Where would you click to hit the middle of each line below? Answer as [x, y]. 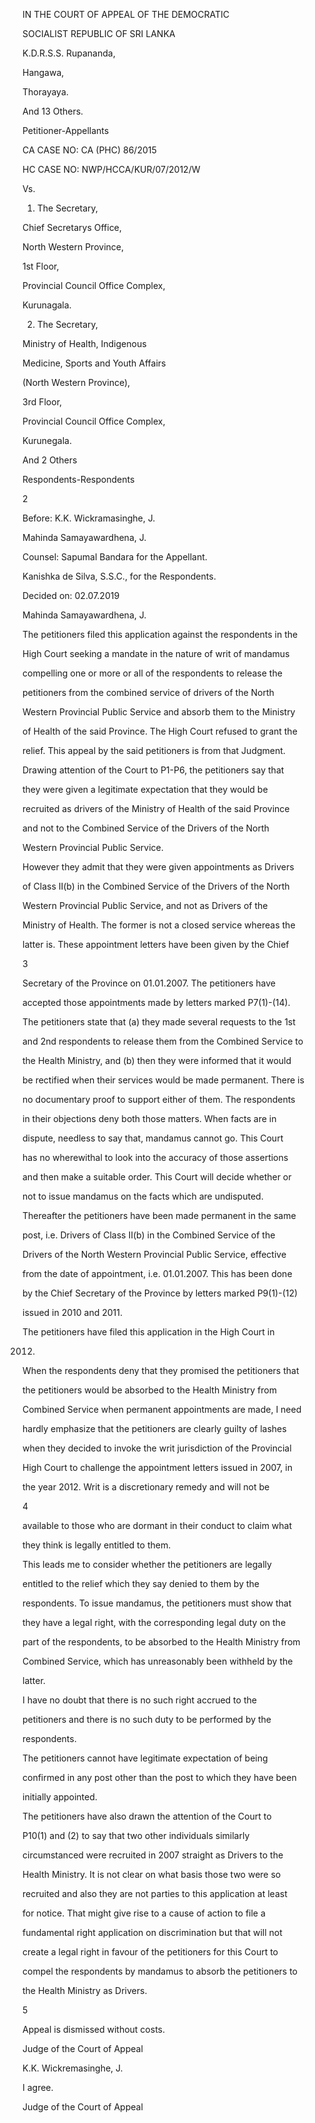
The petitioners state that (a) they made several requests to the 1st [159, 1022]
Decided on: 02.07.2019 [71, 595]
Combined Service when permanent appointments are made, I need [162, 1409]
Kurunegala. [47, 440]
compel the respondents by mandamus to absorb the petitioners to [160, 1971]
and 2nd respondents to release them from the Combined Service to [163, 1041]
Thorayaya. [45, 92]
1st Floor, [41, 266]
